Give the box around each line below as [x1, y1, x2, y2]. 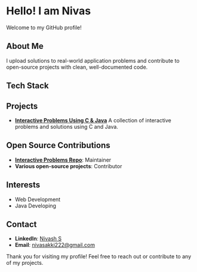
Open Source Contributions [6, 140, 110, 150]
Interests [6, 180, 41, 190]
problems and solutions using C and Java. [14, 123, 118, 130]
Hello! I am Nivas [6, 4, 91, 18]
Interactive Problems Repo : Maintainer [14, 156, 112, 163]
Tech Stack [6, 81, 49, 91]
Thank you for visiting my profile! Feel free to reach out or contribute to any [6, 253, 192, 260]
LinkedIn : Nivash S [14, 235, 62, 242]
